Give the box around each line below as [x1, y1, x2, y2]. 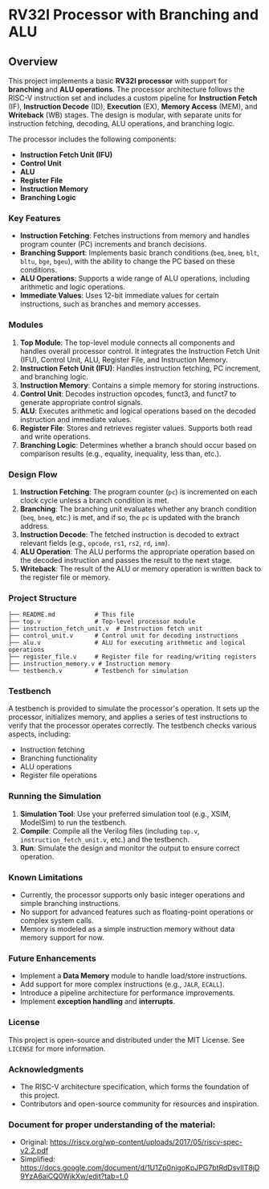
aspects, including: [8, 729, 71, 739]
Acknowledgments [8, 1064, 84, 1075]
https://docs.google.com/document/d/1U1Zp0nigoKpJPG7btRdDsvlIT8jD [19, 1163, 260, 1173]
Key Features [8, 212, 62, 223]
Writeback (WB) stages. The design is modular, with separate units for [8, 110, 243, 120]
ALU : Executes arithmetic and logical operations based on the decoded [19, 406, 256, 416]
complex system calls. [19, 916, 94, 925]
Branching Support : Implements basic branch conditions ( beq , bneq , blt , [19, 248, 259, 258]
